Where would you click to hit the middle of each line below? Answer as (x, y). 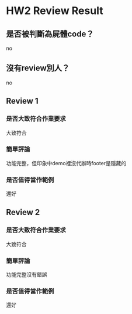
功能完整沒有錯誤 (27, 275)
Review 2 (23, 212)
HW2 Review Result (55, 11)
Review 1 (22, 101)
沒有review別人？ (38, 68)
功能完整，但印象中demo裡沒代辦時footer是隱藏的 (66, 163)
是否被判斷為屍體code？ (50, 34)
